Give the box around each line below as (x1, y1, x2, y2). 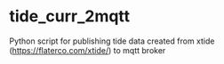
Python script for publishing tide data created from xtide (9, 36, 215, 46)
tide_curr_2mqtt (9, 6, 131, 27)
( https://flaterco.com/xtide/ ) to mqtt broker (9, 44, 166, 55)
